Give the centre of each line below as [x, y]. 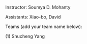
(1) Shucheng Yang [25, 36]
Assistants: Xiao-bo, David [33, 17]
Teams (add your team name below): [44, 26]
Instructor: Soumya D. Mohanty [38, 7]
